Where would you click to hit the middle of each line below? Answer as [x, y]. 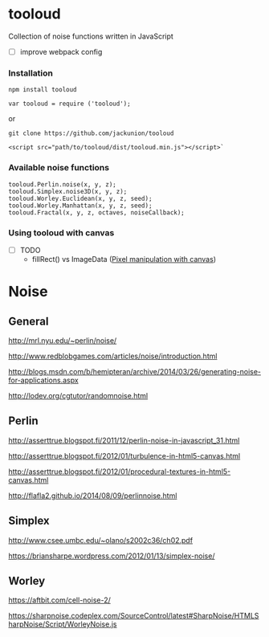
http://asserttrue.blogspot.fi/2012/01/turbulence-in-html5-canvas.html [124, 455]
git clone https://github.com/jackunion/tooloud [91, 133]
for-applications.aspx [43, 380]
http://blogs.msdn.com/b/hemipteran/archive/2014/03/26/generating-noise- [135, 371]
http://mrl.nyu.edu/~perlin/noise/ [63, 340]
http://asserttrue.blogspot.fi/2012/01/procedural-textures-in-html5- [120, 472]
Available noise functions [59, 168]
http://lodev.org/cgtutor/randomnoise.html [78, 395]
